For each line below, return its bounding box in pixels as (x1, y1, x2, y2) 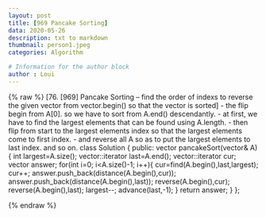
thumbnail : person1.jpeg (8, 41, 91, 49)
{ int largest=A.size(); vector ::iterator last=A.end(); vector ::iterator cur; (8, 151, 237, 161)
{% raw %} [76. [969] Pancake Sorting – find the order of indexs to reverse (8, 92, 253, 102)
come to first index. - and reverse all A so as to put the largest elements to (8, 134, 251, 144)
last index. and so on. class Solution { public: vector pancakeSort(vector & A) (8, 142, 258, 152)
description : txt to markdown (8, 33, 109, 42)
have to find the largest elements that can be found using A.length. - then (8, 117, 249, 127)
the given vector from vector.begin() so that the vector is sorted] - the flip (8, 100, 249, 110)
